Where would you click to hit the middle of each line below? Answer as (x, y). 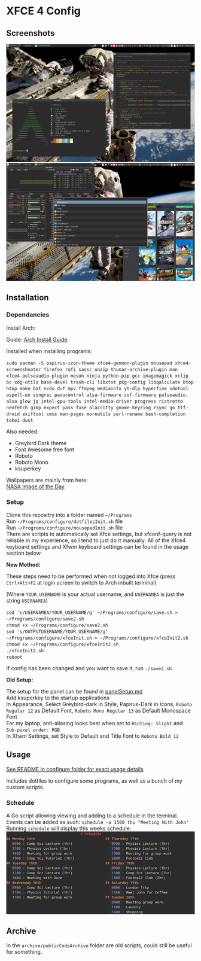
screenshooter (24, 369)
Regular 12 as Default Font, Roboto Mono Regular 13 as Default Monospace (99, 710)
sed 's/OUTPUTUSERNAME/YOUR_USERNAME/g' (57, 632)
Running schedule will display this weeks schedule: (69, 828)
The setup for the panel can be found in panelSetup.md (74, 691)
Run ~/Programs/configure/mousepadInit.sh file (65, 527)
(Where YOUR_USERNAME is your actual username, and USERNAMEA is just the (95, 594)
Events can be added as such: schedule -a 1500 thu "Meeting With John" (98, 822)
